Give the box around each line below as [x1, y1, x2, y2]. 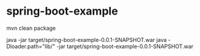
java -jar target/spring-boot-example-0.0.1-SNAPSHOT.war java [6, 36, 167, 43]
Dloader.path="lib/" [6, 43, 56, 50]
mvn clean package [6, 24, 56, 32]
